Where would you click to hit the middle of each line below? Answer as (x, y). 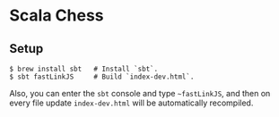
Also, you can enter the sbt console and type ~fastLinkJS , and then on (140, 93)
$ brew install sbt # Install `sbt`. (84, 69)
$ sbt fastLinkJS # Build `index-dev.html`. (102, 77)
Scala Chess (57, 16)
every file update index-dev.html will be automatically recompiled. (131, 103)
